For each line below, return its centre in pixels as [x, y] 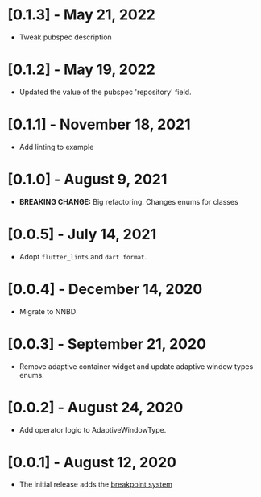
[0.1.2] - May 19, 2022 [82, 70]
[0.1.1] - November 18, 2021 [99, 124]
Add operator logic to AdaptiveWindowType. [93, 429]
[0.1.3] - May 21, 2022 [82, 15]
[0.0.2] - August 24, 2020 [95, 407]
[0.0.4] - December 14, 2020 [105, 289]
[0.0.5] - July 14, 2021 [82, 234]
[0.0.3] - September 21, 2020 [107, 344]
